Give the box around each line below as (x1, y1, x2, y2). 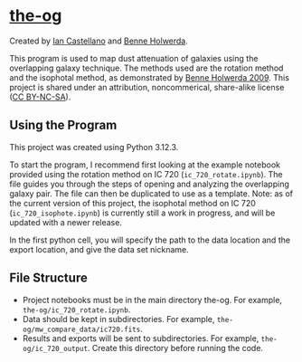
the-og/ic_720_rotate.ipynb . (22, 304, 131, 315)
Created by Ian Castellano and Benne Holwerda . (9, 35, 188, 46)
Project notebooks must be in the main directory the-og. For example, (22, 294, 283, 305)
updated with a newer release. (9, 216, 122, 227)
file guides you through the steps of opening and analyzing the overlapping (9, 178, 289, 189)
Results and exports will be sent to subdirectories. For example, (22, 332, 260, 344)
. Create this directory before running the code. (87, 342, 264, 353)
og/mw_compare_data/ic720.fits (22, 325, 141, 334)
